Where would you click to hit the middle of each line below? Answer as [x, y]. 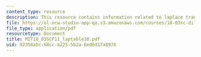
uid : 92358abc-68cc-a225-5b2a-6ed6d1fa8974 [61, 45]
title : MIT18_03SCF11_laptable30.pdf [53, 39]
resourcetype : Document [36, 34]
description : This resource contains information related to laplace [95, 17]
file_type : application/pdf [41, 28]
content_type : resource [36, 12]
